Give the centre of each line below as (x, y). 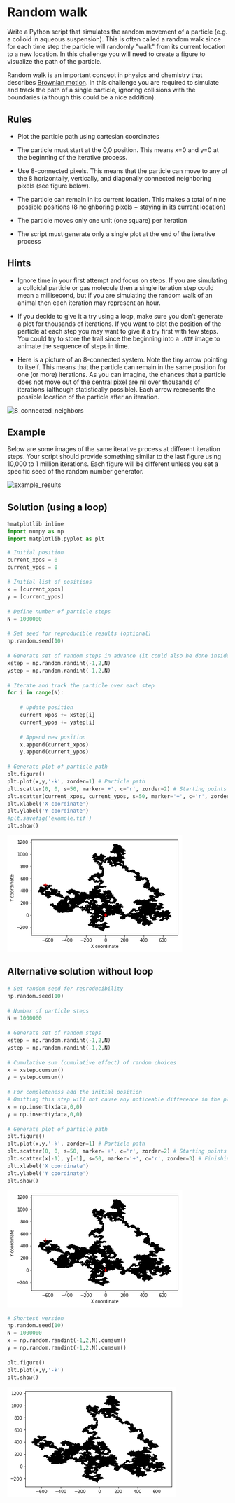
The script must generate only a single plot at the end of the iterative (116, 234)
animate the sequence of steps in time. (73, 346)
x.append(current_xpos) (55, 744)
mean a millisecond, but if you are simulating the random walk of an (115, 295)
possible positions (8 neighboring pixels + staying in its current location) (121, 207)
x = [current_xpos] (36, 589)
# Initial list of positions (50, 582)
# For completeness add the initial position (74, 1092)
